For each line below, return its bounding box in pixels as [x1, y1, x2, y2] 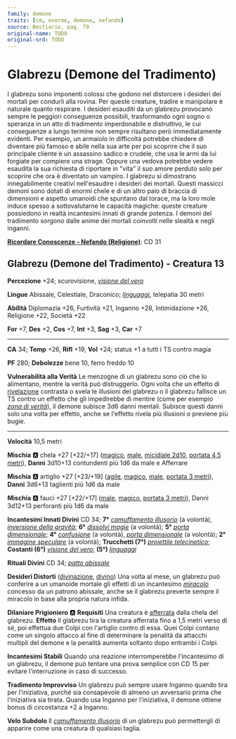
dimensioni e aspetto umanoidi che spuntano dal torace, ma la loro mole [7, 194, 216, 203]
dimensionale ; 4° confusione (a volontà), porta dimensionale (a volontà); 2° [7, 530, 226, 538]
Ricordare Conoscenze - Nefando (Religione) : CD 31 [7, 238, 162, 246]
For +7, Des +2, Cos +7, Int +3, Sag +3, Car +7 [7, 324, 143, 333]
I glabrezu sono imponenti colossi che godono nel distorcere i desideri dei [7, 90, 221, 98]
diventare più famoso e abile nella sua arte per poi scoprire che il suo [7, 142, 207, 151]
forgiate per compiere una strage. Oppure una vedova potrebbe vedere [7, 157, 213, 166]
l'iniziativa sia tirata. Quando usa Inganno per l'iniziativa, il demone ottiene [7, 695, 222, 704]
